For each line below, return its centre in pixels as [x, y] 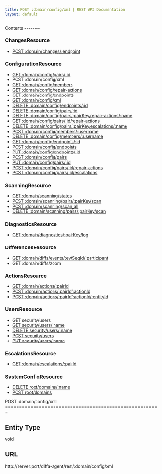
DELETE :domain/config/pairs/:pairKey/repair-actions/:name [72, 116]
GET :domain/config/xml [36, 100]
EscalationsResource [31, 353]
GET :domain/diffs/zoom [36, 263]
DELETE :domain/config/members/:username [57, 136]
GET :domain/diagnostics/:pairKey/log [50, 235]
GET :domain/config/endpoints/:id [46, 142]
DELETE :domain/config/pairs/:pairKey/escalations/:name [70, 126]
